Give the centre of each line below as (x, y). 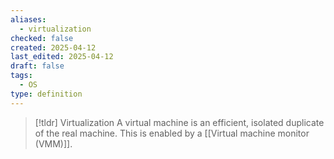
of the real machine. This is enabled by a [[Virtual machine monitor (172, 133)
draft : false (37, 66)
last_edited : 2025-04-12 (62, 57)
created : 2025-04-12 (53, 47)
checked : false (42, 38)
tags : (21, 76)
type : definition (46, 94)
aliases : (28, 19)
